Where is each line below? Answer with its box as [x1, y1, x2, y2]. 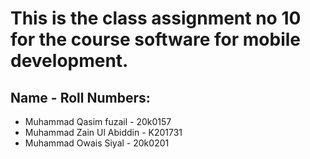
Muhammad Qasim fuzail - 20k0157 [24, 116, 172, 127]
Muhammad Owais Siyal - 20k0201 [24, 137, 170, 149]
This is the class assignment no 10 [10, 7, 302, 30]
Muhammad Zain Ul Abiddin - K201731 [24, 127, 183, 138]
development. [10, 50, 129, 72]
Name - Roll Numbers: [10, 89, 151, 106]
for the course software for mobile [10, 28, 301, 51]
